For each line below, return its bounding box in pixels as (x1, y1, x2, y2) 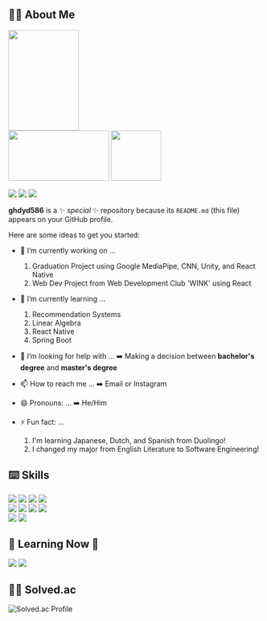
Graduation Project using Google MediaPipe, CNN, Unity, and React (31, 261, 256, 270)
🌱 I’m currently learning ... (19, 294, 106, 303)
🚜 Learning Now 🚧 (8, 537, 99, 551)
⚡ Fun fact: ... (19, 417, 64, 426)
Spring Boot (31, 335, 72, 344)
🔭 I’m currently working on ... (19, 245, 116, 255)
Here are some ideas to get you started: (8, 230, 141, 240)
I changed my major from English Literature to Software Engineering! (31, 444, 260, 454)
